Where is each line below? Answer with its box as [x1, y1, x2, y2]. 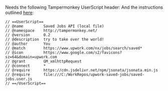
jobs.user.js [5, 76, 33, 81]
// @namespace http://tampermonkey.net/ [5, 28, 98, 33]
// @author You [5, 41, 51, 46]
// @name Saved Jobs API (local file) [5, 24, 104, 29]
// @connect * [5, 63, 46, 68]
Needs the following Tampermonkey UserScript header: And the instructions [5, 5, 163, 10]
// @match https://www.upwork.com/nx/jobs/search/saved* [5, 46, 142, 51]
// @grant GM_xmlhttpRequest [5, 59, 82, 64]
